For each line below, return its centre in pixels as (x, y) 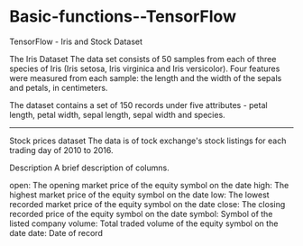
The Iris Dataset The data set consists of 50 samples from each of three (143, 59)
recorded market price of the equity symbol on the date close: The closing (147, 204)
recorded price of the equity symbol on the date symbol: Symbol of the (141, 214)
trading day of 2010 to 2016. (61, 150)
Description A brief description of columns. (89, 168)
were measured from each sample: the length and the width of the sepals (146, 77)
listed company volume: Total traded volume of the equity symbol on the (144, 223)
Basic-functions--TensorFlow (123, 17)
